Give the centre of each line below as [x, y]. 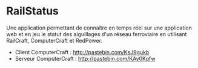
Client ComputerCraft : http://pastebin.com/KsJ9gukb [82, 52]
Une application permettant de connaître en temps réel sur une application [99, 28]
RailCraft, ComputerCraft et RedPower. [54, 40]
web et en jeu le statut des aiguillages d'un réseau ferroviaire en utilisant [97, 34]
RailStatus [33, 11]
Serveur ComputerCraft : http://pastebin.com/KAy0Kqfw [85, 58]
